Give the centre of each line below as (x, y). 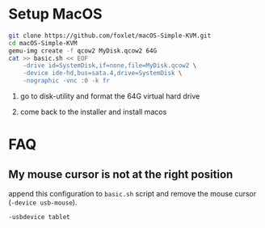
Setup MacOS (55, 14)
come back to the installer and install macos (93, 112)
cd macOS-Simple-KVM (43, 43)
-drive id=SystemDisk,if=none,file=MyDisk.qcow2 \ (110, 65)
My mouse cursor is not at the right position (121, 174)
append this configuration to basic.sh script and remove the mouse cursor (132, 194)
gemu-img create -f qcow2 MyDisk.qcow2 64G (83, 51)
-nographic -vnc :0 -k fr (67, 81)
